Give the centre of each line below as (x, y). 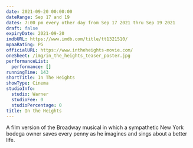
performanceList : (27, 61)
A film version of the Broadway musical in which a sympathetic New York (95, 127)
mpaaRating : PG (25, 45)
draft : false (22, 28)
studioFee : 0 (27, 99)
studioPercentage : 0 (37, 105)
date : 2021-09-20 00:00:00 (39, 12)
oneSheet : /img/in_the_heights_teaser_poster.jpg (68, 56)
